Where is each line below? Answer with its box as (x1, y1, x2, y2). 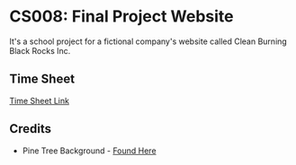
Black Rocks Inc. (9, 45, 71, 56)
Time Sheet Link (9, 95, 70, 106)
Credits (9, 121, 52, 136)
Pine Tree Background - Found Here (22, 145, 157, 156)
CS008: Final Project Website (9, 6, 234, 27)
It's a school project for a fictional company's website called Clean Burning (9, 36, 288, 47)
